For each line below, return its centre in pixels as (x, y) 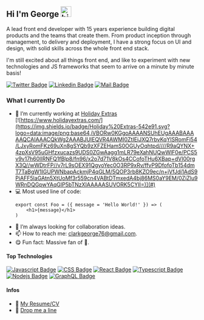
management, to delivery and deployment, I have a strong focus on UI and (99, 42)
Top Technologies (29, 256)
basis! (14, 73)
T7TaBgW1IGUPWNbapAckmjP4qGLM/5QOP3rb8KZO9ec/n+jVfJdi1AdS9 (106, 172)
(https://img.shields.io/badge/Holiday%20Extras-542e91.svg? (92, 127)
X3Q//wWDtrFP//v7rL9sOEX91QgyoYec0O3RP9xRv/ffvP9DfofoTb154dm (105, 165)
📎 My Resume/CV (37, 304)
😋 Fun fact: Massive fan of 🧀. (52, 242)
